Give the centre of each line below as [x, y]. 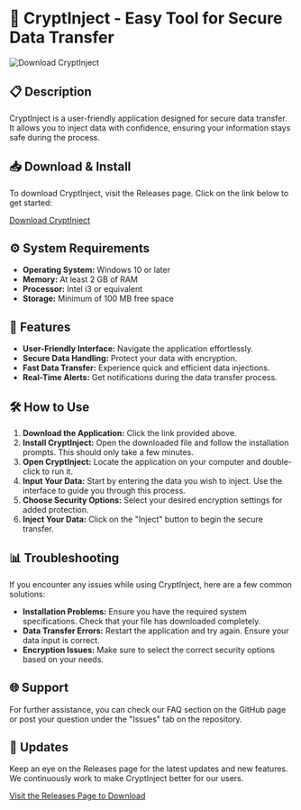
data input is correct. [61, 640]
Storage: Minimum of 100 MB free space [98, 299]
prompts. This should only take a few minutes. [108, 452]
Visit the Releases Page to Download [78, 796]
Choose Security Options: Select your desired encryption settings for [152, 500]
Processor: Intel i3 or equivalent [82, 289]
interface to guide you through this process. [104, 491]
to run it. [58, 471]
